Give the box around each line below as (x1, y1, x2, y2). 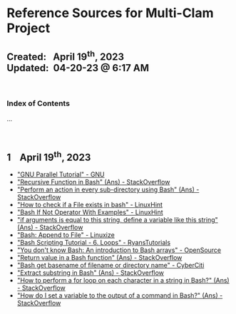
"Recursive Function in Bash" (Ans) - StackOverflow (16, 178, 170, 187)
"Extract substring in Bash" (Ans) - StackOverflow (16, 268, 165, 277)
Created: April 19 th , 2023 (6, 48, 125, 63)
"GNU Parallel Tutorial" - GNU (16, 170, 105, 179)
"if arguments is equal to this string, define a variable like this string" (16, 216, 218, 224)
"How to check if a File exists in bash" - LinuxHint (16, 201, 163, 209)
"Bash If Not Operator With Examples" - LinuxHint (16, 208, 163, 216)
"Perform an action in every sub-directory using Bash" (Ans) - (16, 185, 200, 194)
